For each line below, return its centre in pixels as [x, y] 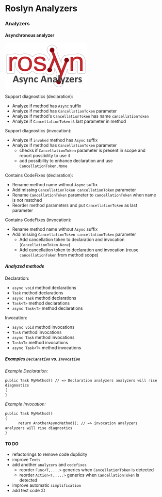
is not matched [27, 200]
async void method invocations [43, 327]
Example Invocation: [25, 404]
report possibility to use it [45, 156]
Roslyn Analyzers [41, 8]
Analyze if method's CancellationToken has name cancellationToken [81, 116]
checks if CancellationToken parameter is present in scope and [82, 150]
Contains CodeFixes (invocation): [38, 220]
